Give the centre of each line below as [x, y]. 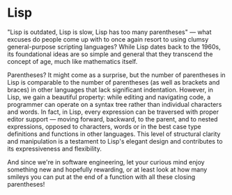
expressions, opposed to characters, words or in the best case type [105, 126]
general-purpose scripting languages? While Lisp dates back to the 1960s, [114, 46]
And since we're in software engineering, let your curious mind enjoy [106, 162]
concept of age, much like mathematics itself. [72, 61]
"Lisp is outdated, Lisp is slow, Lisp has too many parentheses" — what [109, 32]
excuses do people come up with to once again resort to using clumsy [108, 39]
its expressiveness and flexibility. [55, 149]
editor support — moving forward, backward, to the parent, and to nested [113, 119]
